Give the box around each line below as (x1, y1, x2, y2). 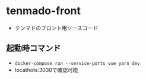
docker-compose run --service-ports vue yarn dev (14, 60, 141, 66)
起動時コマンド (6, 43, 61, 54)
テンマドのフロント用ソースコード (14, 24, 99, 31)
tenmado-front (6, 4, 81, 18)
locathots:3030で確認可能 (14, 66, 78, 73)
